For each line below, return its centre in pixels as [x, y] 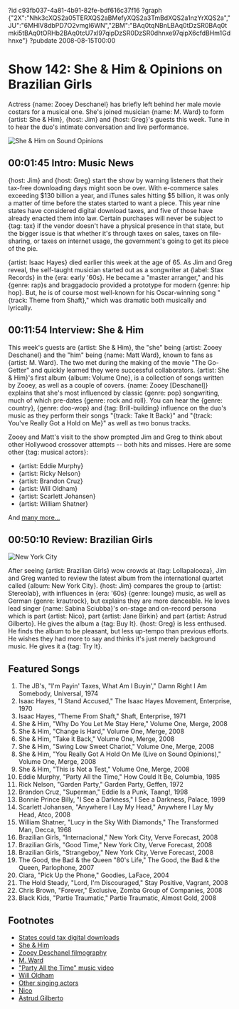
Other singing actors [48, 983]
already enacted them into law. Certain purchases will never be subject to [116, 218]
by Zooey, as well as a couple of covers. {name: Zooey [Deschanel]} [108, 385]
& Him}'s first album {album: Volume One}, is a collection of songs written [116, 378]
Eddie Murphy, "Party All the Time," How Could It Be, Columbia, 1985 [119, 777]
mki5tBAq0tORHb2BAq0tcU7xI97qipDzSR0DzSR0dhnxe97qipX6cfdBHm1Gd [119, 33]
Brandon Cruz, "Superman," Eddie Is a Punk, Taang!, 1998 [103, 792]
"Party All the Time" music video [66, 968]
